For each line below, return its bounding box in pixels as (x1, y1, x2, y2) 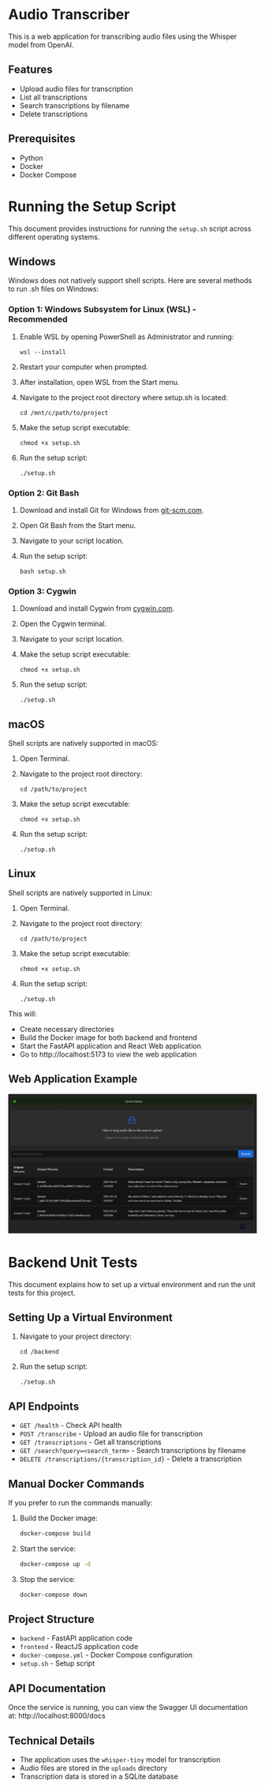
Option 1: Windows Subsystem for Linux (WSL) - (8, 304, 197, 315)
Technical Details (8, 1734, 95, 1747)
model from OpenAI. (8, 40, 74, 49)
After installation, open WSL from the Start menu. (19, 377, 180, 386)
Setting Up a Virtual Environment (8, 1310, 174, 1324)
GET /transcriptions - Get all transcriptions (19, 1437, 162, 1447)
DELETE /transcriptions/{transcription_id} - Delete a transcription (19, 1454, 242, 1463)
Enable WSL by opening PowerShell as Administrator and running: (19, 332, 234, 341)
